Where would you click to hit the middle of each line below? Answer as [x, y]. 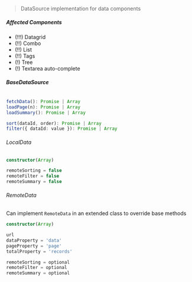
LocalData [19, 142]
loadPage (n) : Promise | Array [43, 107]
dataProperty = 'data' [34, 240]
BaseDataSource [27, 82]
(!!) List [23, 49]
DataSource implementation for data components [81, 9]
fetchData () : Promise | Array [43, 101]
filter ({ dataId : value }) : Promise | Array [62, 129]
